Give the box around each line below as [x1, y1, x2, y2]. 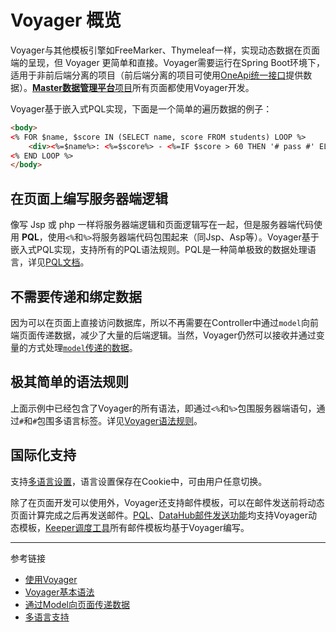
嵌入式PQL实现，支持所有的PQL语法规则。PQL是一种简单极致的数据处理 [10, 244, 308, 256]
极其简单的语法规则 [10, 374, 129, 391]
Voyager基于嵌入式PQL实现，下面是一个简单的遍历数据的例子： [10, 102, 273, 115]
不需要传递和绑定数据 [10, 288, 142, 305]
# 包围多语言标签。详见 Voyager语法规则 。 [32, 414, 203, 426]
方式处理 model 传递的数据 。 [27, 341, 138, 353]
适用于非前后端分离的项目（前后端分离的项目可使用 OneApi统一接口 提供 [10, 69, 304, 81]
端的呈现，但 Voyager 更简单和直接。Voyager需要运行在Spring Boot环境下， [10, 56, 326, 68]
